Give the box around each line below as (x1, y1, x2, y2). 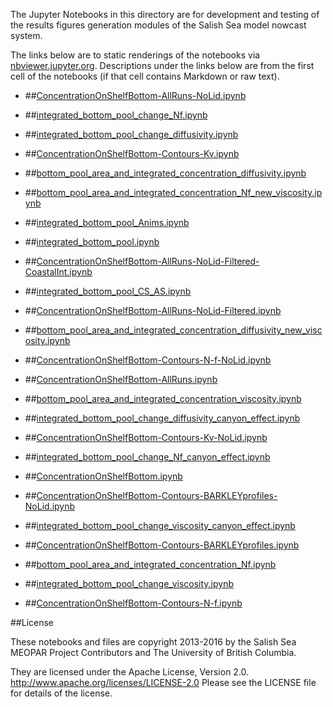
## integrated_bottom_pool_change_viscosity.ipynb (24, 578, 234, 589)
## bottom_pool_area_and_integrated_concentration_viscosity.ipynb (24, 393, 302, 404)
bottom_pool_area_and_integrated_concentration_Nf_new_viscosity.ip (36, 187, 323, 198)
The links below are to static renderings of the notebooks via (10, 49, 261, 61)
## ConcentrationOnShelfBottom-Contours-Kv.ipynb (24, 148, 240, 159)
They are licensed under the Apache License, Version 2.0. (10, 666, 250, 678)
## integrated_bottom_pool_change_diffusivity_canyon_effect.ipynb (24, 412, 301, 424)
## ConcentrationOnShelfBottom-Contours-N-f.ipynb (24, 597, 243, 609)
